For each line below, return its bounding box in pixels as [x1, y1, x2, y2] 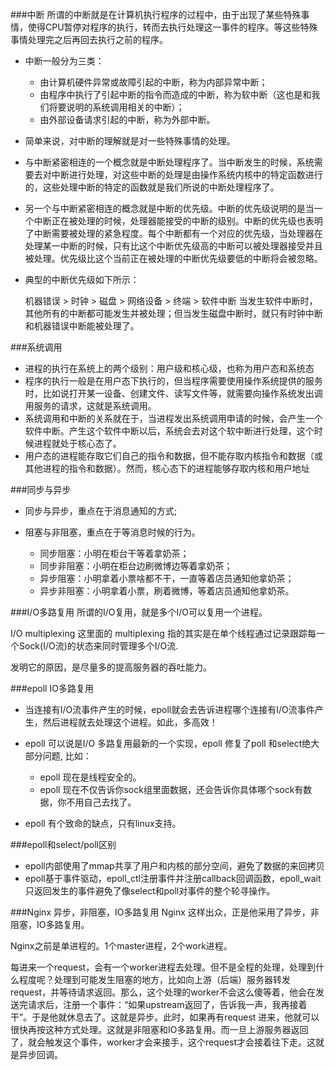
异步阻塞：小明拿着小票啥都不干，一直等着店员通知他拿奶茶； [39, 573, 295, 584]
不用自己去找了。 [66, 796, 137, 808]
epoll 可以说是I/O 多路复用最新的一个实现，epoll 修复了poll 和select [24, 738, 303, 749]
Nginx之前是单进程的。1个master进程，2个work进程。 [10, 940, 233, 952]
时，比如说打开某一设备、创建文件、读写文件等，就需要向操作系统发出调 [24, 388, 323, 399]
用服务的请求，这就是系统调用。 [24, 400, 157, 412]
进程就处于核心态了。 [33, 438, 122, 449]
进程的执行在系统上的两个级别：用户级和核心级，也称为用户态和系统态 [24, 363, 315, 374]
